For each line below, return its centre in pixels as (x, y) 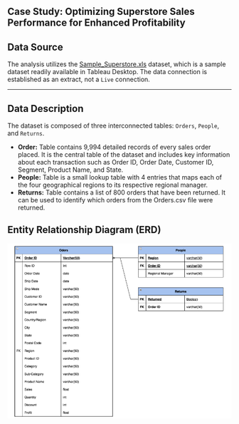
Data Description (46, 109)
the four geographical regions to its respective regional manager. (113, 185)
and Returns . (26, 133)
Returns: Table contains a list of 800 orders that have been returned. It (122, 192)
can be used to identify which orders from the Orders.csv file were (115, 200)
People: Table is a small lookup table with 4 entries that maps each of (120, 177)
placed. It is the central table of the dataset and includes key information (124, 155)
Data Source (35, 47)
